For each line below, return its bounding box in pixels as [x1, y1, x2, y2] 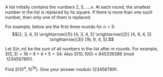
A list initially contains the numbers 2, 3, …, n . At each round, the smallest [5, 4, 151, 10]
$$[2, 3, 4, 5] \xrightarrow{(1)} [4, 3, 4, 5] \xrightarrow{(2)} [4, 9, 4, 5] [12, 31, 152, 37]
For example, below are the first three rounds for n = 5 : [5, 24, 116, 30]
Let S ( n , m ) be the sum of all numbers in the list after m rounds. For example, [5, 46, 159, 51]
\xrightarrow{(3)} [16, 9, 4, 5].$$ [49, 36, 114, 42]
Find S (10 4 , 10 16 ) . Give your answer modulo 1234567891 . [5, 65, 118, 72]
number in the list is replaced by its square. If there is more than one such [5, 9, 153, 15]
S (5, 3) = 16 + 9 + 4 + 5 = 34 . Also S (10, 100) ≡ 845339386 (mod [5, 51, 134, 57]
